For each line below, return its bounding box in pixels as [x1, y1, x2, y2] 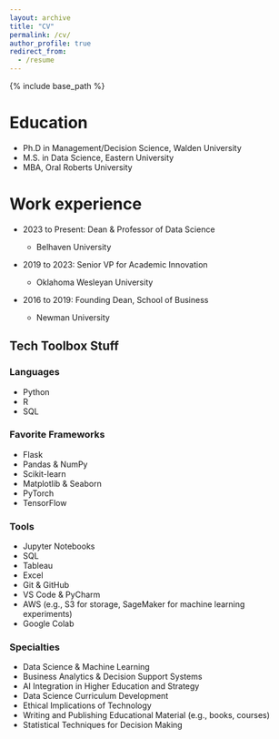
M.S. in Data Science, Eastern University [22, 152, 174, 163]
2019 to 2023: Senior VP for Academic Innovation [22, 258, 208, 269]
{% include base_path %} [9, 81, 105, 91]
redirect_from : [9, 47, 67, 56]
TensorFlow [22, 497, 67, 508]
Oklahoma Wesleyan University [35, 277, 154, 288]
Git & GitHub [22, 580, 70, 591]
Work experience [9, 194, 143, 215]
